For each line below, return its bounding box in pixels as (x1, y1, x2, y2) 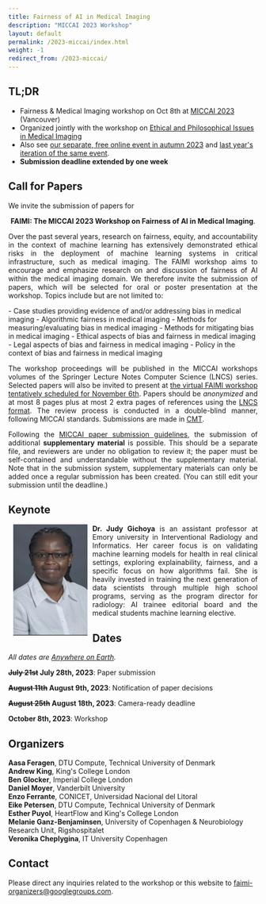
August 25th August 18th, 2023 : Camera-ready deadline (8, 698, 196, 708)
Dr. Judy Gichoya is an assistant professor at (92, 524, 258, 533)
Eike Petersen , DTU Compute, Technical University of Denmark (8, 800, 215, 810)
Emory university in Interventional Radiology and (92, 533, 258, 542)
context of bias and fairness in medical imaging (8, 348, 163, 357)
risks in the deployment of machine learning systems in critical (8, 248, 258, 258)
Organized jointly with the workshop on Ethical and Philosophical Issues (19, 123, 255, 133)
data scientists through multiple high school (92, 583, 258, 593)
